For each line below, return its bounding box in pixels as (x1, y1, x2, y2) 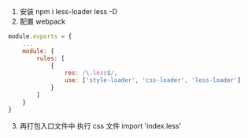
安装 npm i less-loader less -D (19, 7, 118, 16)
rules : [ (36, 54, 65, 62)
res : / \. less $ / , (64, 69, 118, 77)
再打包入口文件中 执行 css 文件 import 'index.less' (19, 121, 182, 130)
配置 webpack (19, 17, 65, 26)
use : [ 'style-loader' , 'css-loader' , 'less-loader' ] (64, 76, 242, 84)
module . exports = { (8, 32, 72, 40)
